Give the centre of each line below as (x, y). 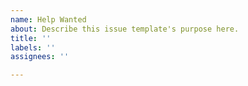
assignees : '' (40, 57)
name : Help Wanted (48, 19)
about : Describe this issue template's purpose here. (125, 29)
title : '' (31, 38)
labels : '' (33, 47)
